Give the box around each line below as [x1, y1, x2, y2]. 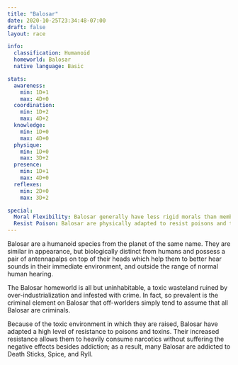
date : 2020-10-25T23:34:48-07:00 [7, 17, 106, 24]
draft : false [7, 23, 46, 30]
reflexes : [13, 181, 42, 188]
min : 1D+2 [20, 108, 50, 116]
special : [7, 207, 33, 214]
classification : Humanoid [13, 50, 91, 57]
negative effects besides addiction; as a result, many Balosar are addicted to [7, 342, 231, 351]
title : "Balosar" [7, 10, 59, 18]
